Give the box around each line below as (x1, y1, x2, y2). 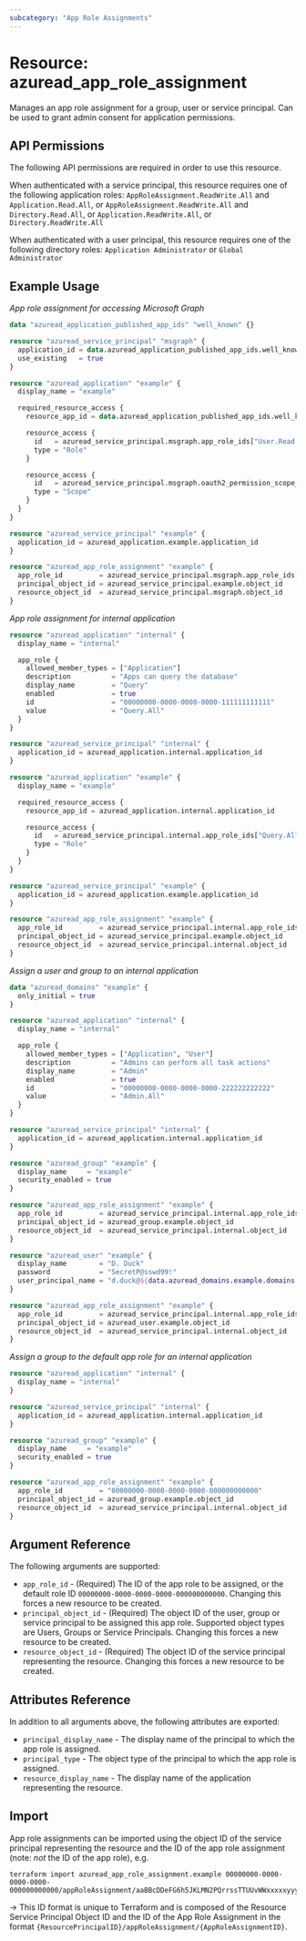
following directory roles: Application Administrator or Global (9, 244, 244, 255)
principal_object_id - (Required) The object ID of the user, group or (22, 1608, 280, 1619)
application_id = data (17, 345, 104, 354)
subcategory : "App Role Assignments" (9, 13, 153, 23)
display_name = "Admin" (25, 1067, 148, 1076)
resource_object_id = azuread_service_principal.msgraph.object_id (17, 588, 283, 598)
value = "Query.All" (25, 706, 166, 715)
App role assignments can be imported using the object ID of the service (9, 1833, 282, 1844)
